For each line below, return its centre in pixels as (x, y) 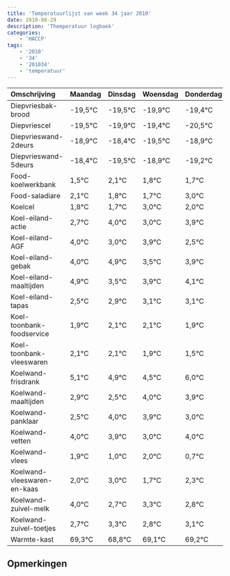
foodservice (30, 333)
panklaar (25, 421)
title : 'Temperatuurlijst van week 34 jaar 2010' (79, 13)
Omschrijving (33, 94)
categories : (24, 33)
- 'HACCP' (34, 39)
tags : (15, 45)
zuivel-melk (30, 508)
